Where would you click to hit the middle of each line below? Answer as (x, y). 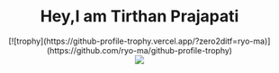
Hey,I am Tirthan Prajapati (139, 16)
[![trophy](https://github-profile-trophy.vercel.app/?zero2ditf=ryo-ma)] (139, 41)
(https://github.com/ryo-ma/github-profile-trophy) (139, 50)
